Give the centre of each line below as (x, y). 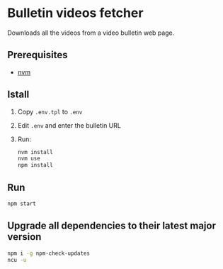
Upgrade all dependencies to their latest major (111, 226)
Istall (18, 95)
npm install (35, 165)
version (24, 237)
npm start (22, 204)
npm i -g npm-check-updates (49, 253)
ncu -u (17, 260)
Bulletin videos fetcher (75, 13)
